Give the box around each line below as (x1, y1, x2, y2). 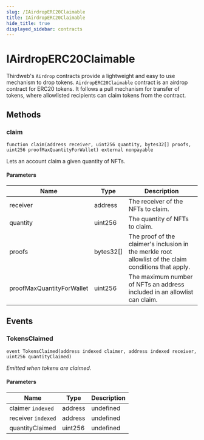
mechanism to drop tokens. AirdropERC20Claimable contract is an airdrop (6, 79, 188, 86)
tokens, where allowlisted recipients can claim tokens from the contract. (6, 92, 186, 99)
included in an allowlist (128, 288, 194, 296)
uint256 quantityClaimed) (6, 353, 72, 360)
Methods (6, 109, 41, 119)
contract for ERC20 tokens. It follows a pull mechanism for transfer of (6, 85, 180, 93)
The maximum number (128, 272, 193, 281)
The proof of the (128, 232, 175, 241)
